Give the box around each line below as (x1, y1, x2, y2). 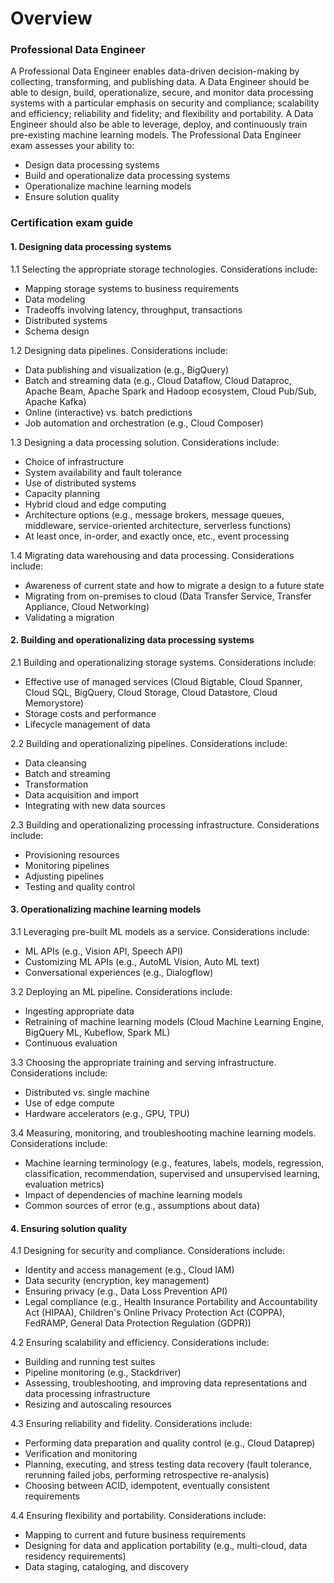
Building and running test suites (24, 1356, 156, 1368)
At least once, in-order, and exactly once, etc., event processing (24, 530, 290, 542)
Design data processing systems (24, 159, 160, 171)
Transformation (24, 778, 89, 790)
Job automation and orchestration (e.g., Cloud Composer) (24, 417, 264, 429)
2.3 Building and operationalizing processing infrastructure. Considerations (10, 818, 320, 831)
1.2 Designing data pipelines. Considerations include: (10, 344, 229, 356)
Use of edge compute (24, 1097, 115, 1109)
